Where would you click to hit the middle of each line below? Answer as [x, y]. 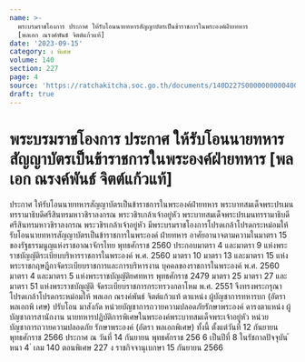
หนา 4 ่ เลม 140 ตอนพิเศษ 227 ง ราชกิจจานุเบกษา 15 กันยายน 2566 [117, 347]
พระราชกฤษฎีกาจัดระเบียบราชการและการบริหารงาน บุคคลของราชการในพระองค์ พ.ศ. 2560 [144, 266]
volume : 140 [32, 60]
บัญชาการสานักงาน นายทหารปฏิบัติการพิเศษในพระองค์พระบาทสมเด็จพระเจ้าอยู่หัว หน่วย [139, 317]
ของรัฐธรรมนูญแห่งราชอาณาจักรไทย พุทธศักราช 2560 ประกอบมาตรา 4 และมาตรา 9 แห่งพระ [148, 246]
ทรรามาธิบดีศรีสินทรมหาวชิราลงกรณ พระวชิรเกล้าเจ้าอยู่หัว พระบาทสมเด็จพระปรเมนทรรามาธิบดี [150, 215]
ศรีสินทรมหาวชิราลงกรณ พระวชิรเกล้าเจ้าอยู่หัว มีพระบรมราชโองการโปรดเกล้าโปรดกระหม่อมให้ [149, 225]
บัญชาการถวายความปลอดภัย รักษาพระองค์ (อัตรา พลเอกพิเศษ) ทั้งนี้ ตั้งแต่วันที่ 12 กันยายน [144, 327]
